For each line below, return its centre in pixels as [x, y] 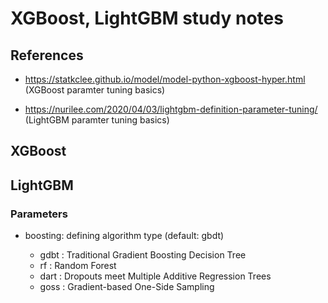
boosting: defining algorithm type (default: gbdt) [124, 236]
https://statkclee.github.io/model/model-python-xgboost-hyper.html [165, 79]
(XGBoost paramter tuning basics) [95, 90]
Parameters [39, 214]
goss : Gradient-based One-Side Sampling [127, 287]
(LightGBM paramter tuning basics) [97, 120]
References [47, 55]
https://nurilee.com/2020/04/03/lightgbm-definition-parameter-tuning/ [171, 109]
